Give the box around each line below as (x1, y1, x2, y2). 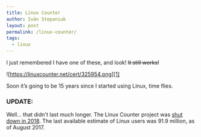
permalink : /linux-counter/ (6, 29, 77, 35)
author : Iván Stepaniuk (6, 16, 66, 22)
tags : (6, 35, 20, 42)
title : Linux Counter (6, 10, 61, 16)
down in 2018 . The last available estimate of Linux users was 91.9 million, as (6, 118, 195, 125)
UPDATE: (6, 97, 33, 106)
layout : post (6, 22, 39, 28)
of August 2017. (6, 124, 45, 131)
